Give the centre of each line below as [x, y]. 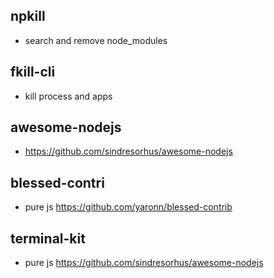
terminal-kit [48, 238]
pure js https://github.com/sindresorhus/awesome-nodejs [144, 263]
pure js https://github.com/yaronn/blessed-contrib [128, 207]
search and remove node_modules [96, 40]
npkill [28, 16]
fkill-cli [33, 72]
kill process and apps [68, 96]
